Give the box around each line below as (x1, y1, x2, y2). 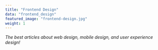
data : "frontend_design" (5, 12, 56, 17)
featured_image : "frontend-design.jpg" (5, 16, 88, 21)
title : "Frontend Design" (5, 7, 58, 12)
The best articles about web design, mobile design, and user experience (5, 34, 153, 40)
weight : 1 (5, 21, 26, 26)
